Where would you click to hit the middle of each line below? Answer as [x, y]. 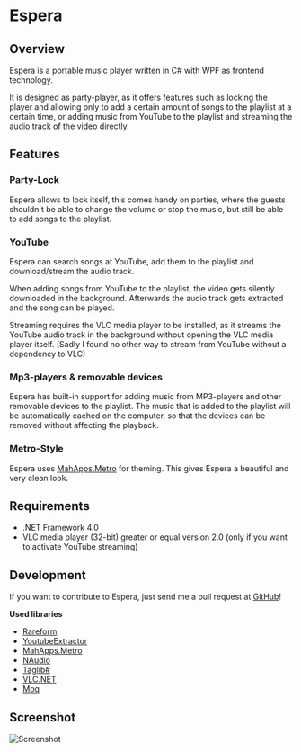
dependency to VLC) [48, 354]
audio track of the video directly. [70, 126]
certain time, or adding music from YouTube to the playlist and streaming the [151, 116]
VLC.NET [39, 679]
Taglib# [36, 670]
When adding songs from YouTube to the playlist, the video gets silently [142, 288]
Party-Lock [35, 180]
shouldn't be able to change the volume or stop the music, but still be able [146, 209]
